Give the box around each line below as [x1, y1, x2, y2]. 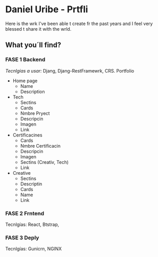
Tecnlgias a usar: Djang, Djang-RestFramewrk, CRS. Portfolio [5, 67, 134, 74]
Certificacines [12, 132, 42, 138]
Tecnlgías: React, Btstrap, [5, 221, 59, 227]
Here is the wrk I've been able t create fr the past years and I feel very [5, 20, 153, 27]
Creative [12, 170, 31, 176]
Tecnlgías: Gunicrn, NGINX [5, 246, 62, 252]
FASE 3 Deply [5, 234, 39, 241]
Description [20, 88, 45, 95]
